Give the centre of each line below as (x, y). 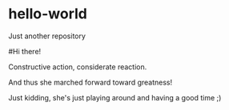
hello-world (48, 14)
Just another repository (47, 36)
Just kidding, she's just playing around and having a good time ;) (115, 97)
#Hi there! (25, 51)
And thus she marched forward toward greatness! (90, 82)
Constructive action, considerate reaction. (78, 67)
